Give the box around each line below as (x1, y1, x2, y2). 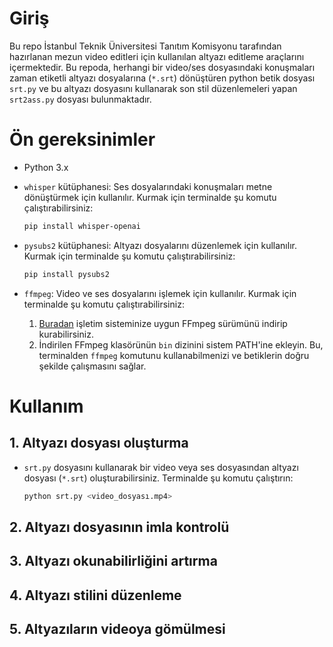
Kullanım (9, 395, 84, 417)
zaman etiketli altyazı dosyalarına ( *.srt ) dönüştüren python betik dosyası (9, 72, 316, 84)
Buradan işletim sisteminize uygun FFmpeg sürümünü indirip (38, 317, 288, 329)
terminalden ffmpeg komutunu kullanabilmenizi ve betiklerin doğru (38, 349, 310, 361)
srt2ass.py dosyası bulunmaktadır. (9, 93, 152, 105)
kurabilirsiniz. (38, 328, 94, 340)
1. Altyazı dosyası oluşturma (9, 435, 189, 452)
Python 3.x (23, 161, 69, 173)
